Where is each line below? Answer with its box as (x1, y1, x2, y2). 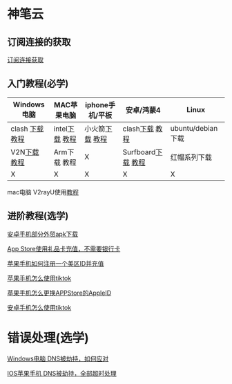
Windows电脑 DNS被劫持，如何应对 (7, 354, 109, 363)
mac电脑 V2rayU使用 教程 (7, 188, 79, 196)
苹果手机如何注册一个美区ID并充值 (7, 259, 104, 267)
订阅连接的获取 (7, 36, 71, 48)
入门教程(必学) (7, 77, 69, 90)
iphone (85, 100, 109, 109)
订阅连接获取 (7, 56, 43, 64)
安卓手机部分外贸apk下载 (7, 230, 79, 238)
